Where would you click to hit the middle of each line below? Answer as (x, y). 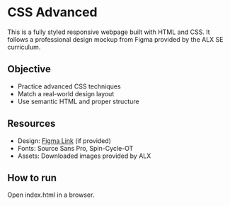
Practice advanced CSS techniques (69, 86)
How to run (32, 178)
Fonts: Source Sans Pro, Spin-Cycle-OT (75, 148)
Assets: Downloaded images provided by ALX (84, 156)
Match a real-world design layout (66, 93)
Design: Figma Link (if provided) (64, 141)
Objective (29, 69)
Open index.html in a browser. (51, 195)
